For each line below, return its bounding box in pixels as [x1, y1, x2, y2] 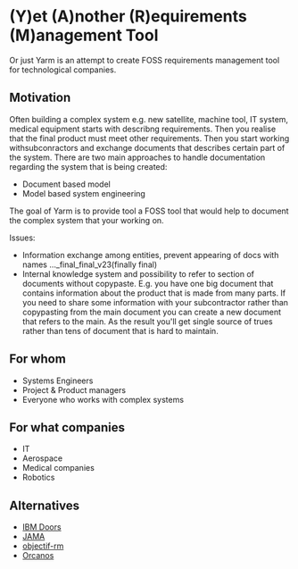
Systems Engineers [21, 375, 94, 386]
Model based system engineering [21, 188, 145, 198]
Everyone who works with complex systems [21, 394, 185, 405]
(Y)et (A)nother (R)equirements [9, 6, 247, 27]
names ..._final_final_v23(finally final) [21, 259, 158, 270]
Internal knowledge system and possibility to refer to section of [21, 268, 254, 279]
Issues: [9, 232, 36, 243]
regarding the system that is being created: [9, 161, 168, 172]
